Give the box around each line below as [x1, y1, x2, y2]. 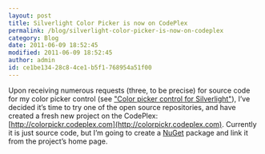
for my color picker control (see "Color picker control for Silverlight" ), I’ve [8, 93, 251, 104]
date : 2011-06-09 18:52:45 [8, 41, 98, 49]
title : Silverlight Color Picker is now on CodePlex [8, 19, 188, 27]
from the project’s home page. [8, 136, 108, 146]
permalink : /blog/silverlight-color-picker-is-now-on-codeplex [8, 26, 224, 34]
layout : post [8, 11, 52, 20]
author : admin [8, 57, 56, 65]
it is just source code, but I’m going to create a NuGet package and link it [8, 128, 248, 137]
